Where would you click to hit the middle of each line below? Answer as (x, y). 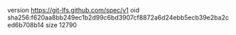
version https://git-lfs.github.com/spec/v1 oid (74, 10)
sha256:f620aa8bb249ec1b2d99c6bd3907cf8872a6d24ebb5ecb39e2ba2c (118, 17)
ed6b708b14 (26, 25)
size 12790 (61, 25)
